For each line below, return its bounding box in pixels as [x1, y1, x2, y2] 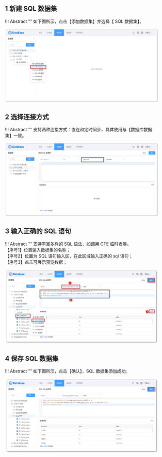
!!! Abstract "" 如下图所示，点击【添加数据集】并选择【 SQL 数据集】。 [5, 18, 144, 24]
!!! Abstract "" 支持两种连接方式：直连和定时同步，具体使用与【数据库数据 [5, 127, 152, 133]
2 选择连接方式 [5, 113, 49, 121]
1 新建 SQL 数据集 [5, 4, 57, 13]
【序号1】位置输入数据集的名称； [5, 247, 71, 253]
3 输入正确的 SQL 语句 [5, 227, 71, 236]
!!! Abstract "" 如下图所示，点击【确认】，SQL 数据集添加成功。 [5, 368, 130, 374]
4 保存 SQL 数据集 [5, 354, 59, 363]
